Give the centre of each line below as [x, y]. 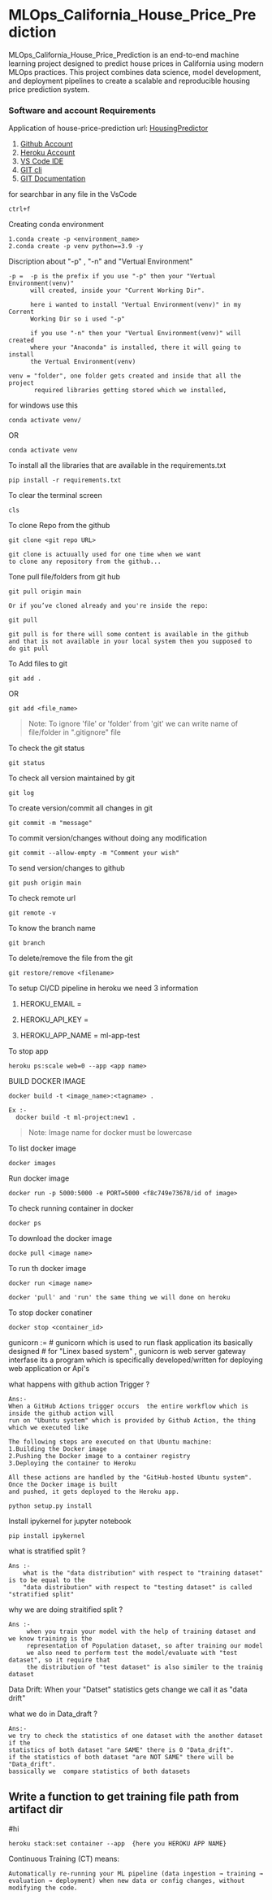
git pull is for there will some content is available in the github [129, 635]
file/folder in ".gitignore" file [75, 732]
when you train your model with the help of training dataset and [141, 1632]
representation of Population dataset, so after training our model [145, 1646]
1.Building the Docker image [58, 1449]
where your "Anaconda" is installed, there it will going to [136, 347]
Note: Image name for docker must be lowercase [110, 1133]
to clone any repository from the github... [85, 562]
